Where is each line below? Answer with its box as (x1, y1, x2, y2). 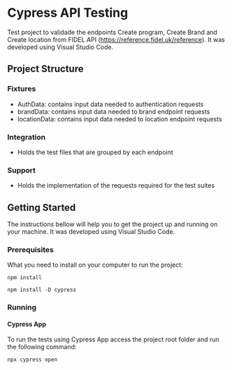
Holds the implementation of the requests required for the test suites (17, 182, 215, 190)
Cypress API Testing (7, 5, 129, 21)
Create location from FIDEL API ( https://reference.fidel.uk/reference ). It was (7, 35, 225, 43)
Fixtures (7, 84, 36, 94)
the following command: (7, 343, 77, 351)
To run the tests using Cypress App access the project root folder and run (7, 335, 220, 343)
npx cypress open (7, 356, 58, 364)
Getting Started (7, 201, 76, 214)
